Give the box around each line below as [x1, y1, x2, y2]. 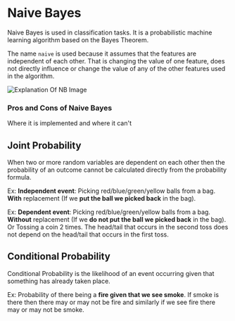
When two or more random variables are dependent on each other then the [7, 158, 225, 167]
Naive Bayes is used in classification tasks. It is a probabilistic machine [7, 28, 212, 37]
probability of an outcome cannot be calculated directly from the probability [7, 165, 227, 174]
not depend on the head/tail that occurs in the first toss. [7, 230, 169, 239]
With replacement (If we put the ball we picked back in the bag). [7, 194, 196, 203]
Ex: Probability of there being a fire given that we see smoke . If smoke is [7, 290, 220, 298]
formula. [7, 173, 32, 182]
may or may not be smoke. [7, 305, 84, 314]
